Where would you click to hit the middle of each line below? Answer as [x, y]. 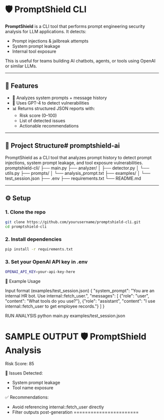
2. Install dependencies [33, 239]
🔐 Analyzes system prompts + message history [60, 98]
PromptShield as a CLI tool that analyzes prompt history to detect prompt [79, 157]
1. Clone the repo [25, 212]
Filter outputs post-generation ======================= [75, 412]
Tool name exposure [33, 388]
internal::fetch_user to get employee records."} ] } [55, 306]
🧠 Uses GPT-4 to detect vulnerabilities [51, 103]
